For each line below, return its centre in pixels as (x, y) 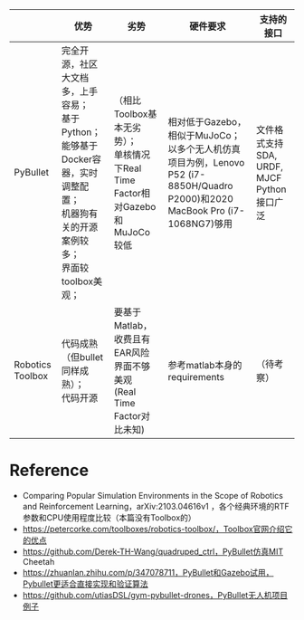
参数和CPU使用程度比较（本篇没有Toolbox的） (109, 517)
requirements (196, 377)
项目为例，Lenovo (206, 162)
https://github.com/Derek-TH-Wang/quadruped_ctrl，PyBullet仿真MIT (152, 551)
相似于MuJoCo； (204, 135)
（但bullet (83, 357)
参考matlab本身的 (205, 365)
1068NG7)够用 (200, 224)
